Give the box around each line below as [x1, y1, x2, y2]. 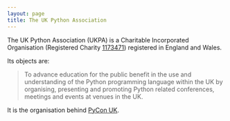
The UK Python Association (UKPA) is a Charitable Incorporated [7, 35, 189, 44]
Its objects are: [7, 56, 50, 65]
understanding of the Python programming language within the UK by [24, 77, 223, 86]
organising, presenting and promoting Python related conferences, [24, 85, 215, 93]
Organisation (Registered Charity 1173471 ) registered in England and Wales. [7, 43, 222, 51]
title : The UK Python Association [7, 17, 107, 24]
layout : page [7, 10, 45, 17]
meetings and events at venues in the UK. [24, 92, 143, 101]
